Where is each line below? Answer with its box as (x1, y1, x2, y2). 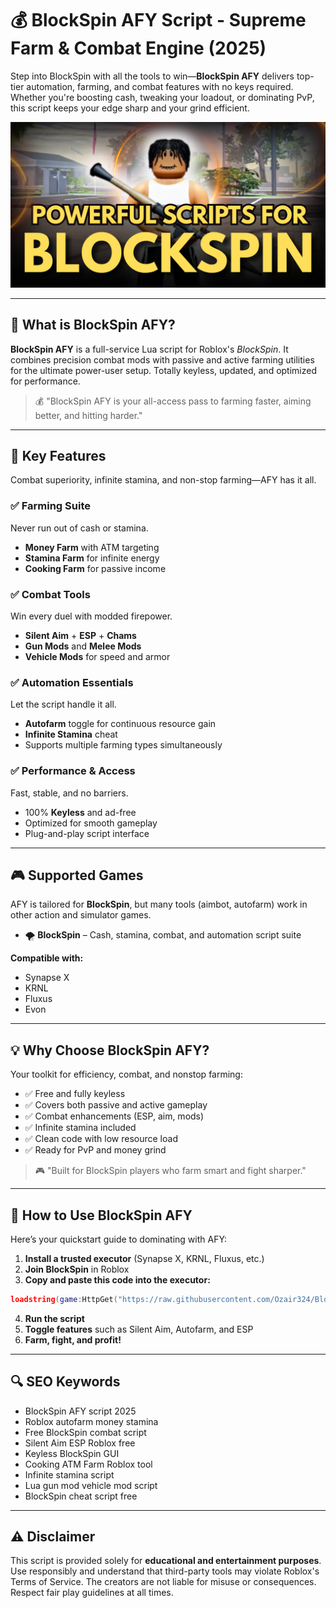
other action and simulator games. (10, 909, 152, 921)
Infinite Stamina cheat (24, 728, 118, 741)
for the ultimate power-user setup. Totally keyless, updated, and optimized (10, 364, 317, 376)
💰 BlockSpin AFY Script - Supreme (10, 9, 307, 32)
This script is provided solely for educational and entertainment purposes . (10, 1555, 322, 1567)
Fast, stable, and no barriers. (10, 787, 129, 799)
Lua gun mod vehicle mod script (24, 1479, 158, 1491)
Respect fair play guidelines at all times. (10, 1587, 174, 1599)
